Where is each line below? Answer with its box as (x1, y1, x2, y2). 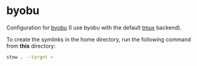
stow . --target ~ (6, 54, 53, 60)
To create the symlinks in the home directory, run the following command (6, 35, 191, 43)
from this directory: (6, 42, 56, 50)
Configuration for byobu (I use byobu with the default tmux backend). (6, 24, 182, 31)
